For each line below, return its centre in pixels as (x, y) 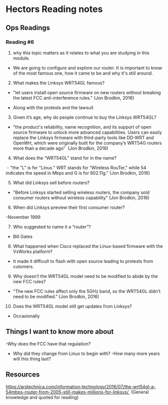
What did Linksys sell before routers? (51, 182)
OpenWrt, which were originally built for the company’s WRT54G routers (87, 143)
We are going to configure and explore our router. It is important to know (87, 68)
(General (140, 392)
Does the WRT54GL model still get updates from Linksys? (72, 306)
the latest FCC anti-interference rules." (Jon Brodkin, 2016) (73, 98)
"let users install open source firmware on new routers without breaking (87, 92)
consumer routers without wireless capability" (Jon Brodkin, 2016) (81, 197)
